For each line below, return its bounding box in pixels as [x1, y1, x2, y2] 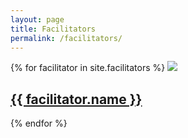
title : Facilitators [10, 24, 97, 34]
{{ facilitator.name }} [10, 91, 143, 108]
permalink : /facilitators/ [10, 33, 123, 43]
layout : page [10, 14, 65, 25]
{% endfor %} [10, 117, 68, 130]
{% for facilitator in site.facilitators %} [10, 62, 166, 74]
